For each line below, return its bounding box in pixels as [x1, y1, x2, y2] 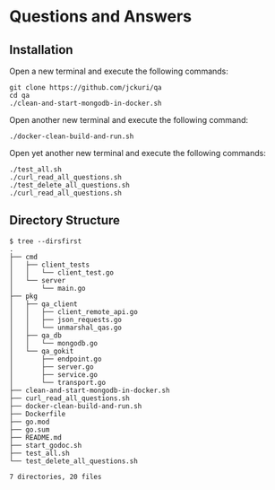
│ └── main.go [9, 284, 87, 293]
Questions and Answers [9, 6, 193, 27]
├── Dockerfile [9, 409, 66, 418]
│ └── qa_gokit [9, 346, 74, 355]
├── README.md [9, 433, 63, 442]
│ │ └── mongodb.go [9, 338, 99, 347]
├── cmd [9, 252, 39, 261]
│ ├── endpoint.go [9, 354, 102, 363]
